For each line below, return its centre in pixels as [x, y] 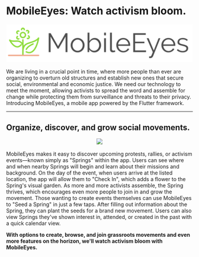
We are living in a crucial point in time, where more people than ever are [94, 72]
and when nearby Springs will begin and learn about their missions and [93, 167]
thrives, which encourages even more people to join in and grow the [89, 192]
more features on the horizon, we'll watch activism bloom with [84, 241]
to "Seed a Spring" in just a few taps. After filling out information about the [97, 204]
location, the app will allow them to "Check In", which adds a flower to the [96, 179]
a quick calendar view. [33, 223]
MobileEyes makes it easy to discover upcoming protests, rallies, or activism [99, 154]
